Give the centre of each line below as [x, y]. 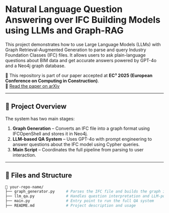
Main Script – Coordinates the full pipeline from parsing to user [78, 149]
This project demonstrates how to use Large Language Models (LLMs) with [83, 44]
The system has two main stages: [40, 118]
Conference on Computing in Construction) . [52, 81]
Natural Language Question [64, 9]
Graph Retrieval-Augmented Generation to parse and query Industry [76, 50]
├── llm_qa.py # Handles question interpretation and [77, 196]
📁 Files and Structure [38, 176]
